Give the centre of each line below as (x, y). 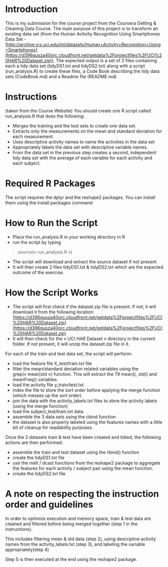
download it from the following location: (53, 312)
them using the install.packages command (49, 202)
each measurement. (33, 136)
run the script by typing (37, 242)
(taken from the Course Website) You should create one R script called (78, 110)
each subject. (27, 163)
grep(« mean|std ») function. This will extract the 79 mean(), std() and (85, 374)
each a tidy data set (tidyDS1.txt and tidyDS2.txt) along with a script (75, 66)
